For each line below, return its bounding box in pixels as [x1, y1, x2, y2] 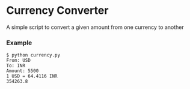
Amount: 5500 [6, 68, 39, 74]
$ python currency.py [6, 52, 61, 58]
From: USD [6, 58, 31, 64]
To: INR [6, 63, 26, 69]
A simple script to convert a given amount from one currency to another [6, 23, 185, 31]
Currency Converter [6, 4, 109, 17]
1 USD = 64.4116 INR [6, 73, 58, 79]
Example [6, 38, 32, 47]
